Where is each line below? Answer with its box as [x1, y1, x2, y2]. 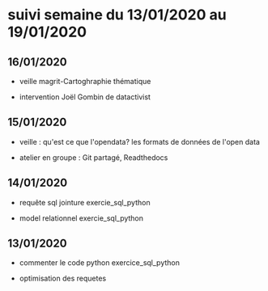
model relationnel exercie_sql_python [19, 213, 143, 223]
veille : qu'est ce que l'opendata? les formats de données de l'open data [19, 137, 261, 146]
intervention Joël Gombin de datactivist [19, 92, 151, 102]
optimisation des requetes [19, 273, 107, 284]
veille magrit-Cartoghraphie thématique [19, 77, 151, 86]
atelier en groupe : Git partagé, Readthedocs [19, 152, 168, 162]
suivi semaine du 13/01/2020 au [7, 6, 228, 24]
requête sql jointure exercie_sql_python [19, 197, 151, 207]
